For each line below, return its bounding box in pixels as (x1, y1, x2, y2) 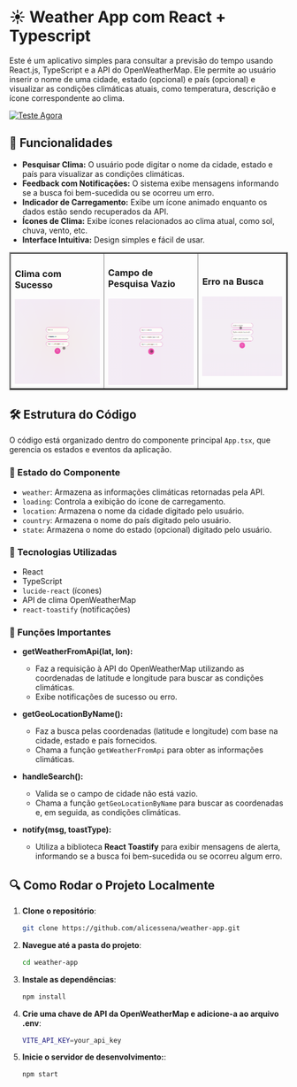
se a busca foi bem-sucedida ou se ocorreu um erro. (21, 187, 215, 197)
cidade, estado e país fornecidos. (34, 736, 157, 746)
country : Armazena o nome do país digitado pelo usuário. (21, 514, 232, 525)
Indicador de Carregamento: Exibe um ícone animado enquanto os (21, 197, 268, 207)
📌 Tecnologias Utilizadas (9, 546, 118, 559)
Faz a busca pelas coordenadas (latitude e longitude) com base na (34, 726, 278, 736)
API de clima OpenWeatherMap (21, 594, 137, 605)
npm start (21, 1070, 59, 1079)
